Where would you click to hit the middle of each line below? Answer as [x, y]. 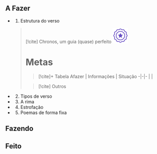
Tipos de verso [36, 96]
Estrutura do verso [40, 20]
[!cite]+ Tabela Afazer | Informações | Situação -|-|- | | [96, 76]
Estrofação [32, 107]
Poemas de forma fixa [43, 113]
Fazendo [19, 129]
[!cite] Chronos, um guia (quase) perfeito [68, 41]
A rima [27, 101]
